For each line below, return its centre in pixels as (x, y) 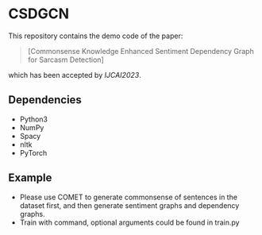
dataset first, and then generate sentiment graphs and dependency (129, 205)
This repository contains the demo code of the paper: (96, 36)
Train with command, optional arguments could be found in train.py (129, 222)
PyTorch (33, 152)
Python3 (33, 119)
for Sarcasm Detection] (66, 60)
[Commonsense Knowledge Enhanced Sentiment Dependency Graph (141, 51)
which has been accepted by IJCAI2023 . (75, 75)
